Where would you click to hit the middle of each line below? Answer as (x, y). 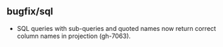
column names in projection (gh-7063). (74, 36)
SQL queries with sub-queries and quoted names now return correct (116, 28)
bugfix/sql (30, 12)
